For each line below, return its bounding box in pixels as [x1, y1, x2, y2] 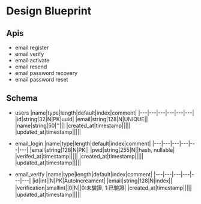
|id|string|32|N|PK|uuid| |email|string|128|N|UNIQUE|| [14, 115, 148, 122]
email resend [14, 63, 47, 70]
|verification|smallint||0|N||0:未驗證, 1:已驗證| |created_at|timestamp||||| [14, 184, 192, 191]
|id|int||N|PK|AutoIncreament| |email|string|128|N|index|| [32, 177, 173, 184]
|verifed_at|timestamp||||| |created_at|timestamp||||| [14, 152, 144, 160]
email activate [14, 57, 50, 64]
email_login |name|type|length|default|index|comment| [14, 140, 151, 147]
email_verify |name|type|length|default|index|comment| [14, 170, 153, 178]
